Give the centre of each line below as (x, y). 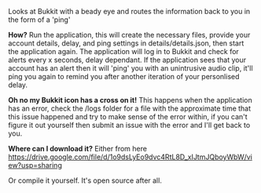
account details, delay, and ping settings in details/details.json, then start (126, 43)
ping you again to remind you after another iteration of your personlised (124, 76)
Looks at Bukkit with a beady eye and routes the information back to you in (129, 11)
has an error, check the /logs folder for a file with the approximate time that (130, 108)
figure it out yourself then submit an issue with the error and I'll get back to (129, 125)
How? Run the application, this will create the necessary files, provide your (129, 35)
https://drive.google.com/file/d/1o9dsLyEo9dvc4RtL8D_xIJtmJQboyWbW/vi (130, 157)
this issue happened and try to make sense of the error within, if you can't (128, 117)
